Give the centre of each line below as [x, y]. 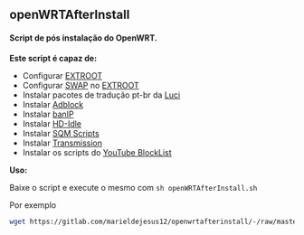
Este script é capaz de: [53, 58]
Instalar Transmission [62, 143]
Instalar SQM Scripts [61, 133]
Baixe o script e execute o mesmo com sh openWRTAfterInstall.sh [133, 187]
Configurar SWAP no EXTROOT [81, 85]
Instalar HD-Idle [52, 123]
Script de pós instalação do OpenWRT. [84, 38]
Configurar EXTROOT [62, 75]
